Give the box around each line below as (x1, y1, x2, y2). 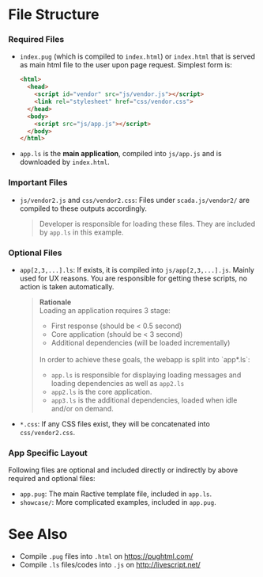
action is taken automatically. (19, 281, 115, 291)
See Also (8, 525, 68, 544)
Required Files (8, 34, 65, 45)
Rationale (39, 297, 72, 307)
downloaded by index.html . (19, 157, 111, 167)
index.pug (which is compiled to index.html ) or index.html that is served (19, 52, 255, 61)
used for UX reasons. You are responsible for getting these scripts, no (19, 273, 247, 283)
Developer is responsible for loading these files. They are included (39, 219, 256, 228)
